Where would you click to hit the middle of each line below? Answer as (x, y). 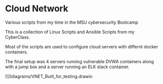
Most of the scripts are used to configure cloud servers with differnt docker (82, 46)
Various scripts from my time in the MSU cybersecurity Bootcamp (72, 22)
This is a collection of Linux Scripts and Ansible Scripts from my (70, 32)
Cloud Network (37, 9)
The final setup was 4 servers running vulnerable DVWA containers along (80, 61)
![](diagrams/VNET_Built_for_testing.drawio (49, 76)
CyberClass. (18, 37)
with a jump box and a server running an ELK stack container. (67, 67)
